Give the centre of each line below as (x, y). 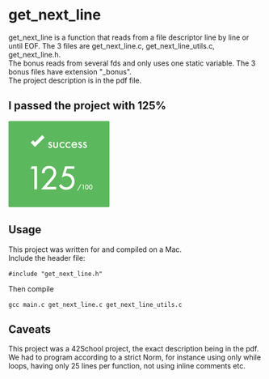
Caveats (29, 329)
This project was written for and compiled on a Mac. (95, 249)
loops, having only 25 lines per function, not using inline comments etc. (127, 366)
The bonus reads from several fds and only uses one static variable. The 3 (132, 63)
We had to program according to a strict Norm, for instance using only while (134, 357)
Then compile (31, 288)
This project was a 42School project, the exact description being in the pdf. (134, 349)
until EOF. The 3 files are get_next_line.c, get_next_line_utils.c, (112, 45)
